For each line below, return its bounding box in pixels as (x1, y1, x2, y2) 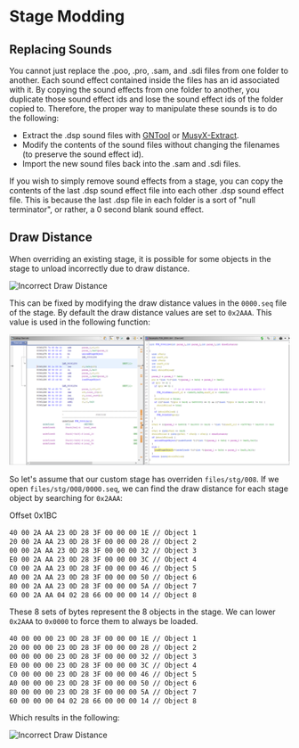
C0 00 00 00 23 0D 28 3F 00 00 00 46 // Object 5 (9, 670, 198, 679)
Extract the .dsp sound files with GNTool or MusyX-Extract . (21, 130, 239, 140)
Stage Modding (9, 6, 125, 27)
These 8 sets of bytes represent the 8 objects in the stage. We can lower (9, 606, 276, 617)
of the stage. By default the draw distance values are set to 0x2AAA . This (9, 307, 272, 317)
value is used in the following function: (9, 316, 151, 327)
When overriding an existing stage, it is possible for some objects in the (9, 253, 271, 264)
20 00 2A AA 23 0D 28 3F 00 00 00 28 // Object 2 (9, 538, 198, 547)
